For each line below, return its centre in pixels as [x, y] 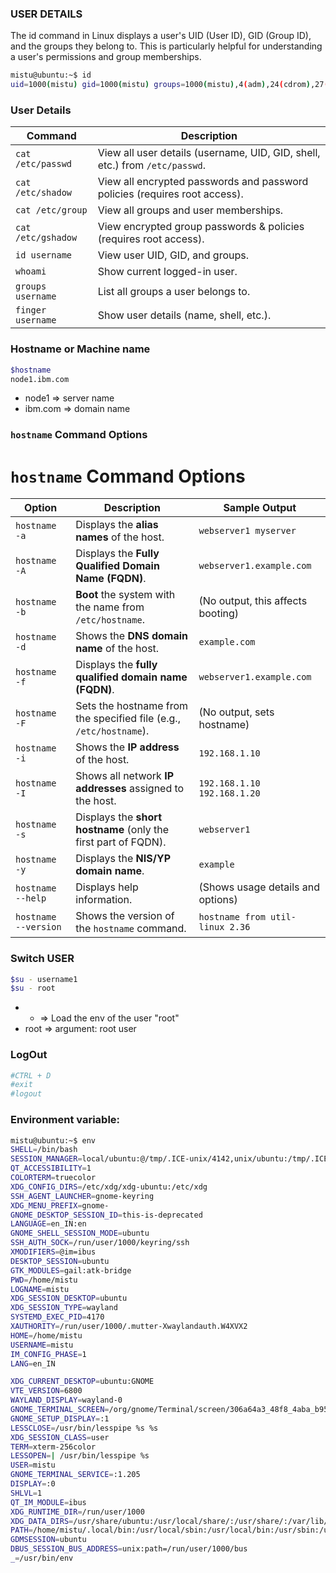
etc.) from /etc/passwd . [151, 165]
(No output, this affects [253, 601]
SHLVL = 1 [26, 1493]
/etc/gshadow [46, 238]
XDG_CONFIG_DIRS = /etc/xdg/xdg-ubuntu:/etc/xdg [109, 1187]
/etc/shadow [44, 193]
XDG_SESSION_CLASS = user [60, 1437]
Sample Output [260, 508]
